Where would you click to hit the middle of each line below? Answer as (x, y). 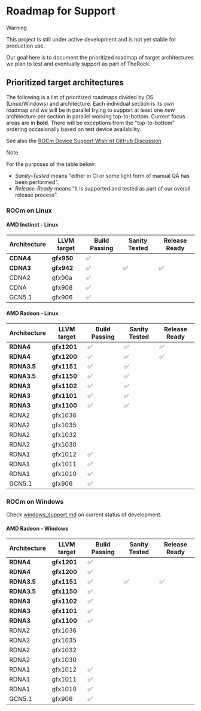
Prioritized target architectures (65, 83)
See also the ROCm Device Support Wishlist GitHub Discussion (84, 141)
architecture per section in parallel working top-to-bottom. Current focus (96, 116)
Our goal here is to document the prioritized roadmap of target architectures (100, 57)
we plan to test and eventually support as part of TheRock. (78, 64)
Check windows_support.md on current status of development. (84, 514)
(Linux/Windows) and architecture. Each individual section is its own (90, 103)
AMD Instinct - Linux (32, 225)
